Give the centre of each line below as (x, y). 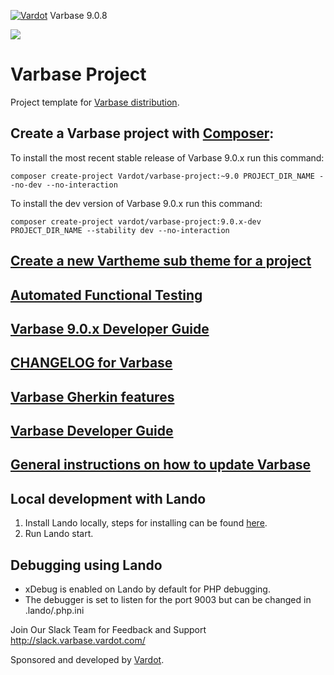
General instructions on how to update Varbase (161, 465)
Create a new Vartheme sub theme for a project (161, 261)
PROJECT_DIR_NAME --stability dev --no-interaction (120, 230)
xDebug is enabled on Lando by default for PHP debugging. (147, 589)
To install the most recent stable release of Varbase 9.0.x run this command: (167, 157)
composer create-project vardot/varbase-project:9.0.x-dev (136, 221)
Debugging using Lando (86, 565)
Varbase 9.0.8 (78, 15)
